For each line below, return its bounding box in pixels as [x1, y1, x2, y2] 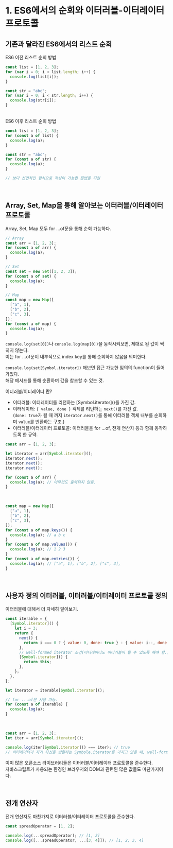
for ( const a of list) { [5, 133, 59, 138]
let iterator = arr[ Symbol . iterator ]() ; [5, 451, 94, 456]
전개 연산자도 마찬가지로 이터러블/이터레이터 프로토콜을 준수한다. [5, 814, 135, 820]
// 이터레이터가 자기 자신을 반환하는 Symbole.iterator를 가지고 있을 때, [5, 750, 145, 755]
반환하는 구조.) [35, 419, 65, 425]
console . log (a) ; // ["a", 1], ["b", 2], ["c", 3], [10, 561, 121, 566]
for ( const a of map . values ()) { [5, 542, 77, 547]
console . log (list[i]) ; [10, 74, 59, 79]
